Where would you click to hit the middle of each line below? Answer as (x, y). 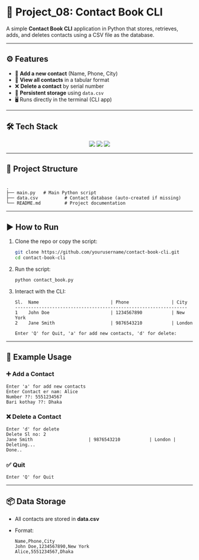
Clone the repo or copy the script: (56, 241)
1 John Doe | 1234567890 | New (99, 312)
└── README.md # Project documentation (66, 203)
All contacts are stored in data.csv (57, 518)
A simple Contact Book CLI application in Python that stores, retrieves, (92, 29)
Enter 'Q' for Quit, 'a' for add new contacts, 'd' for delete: (96, 333)
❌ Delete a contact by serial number (59, 86)
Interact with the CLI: (40, 291)
